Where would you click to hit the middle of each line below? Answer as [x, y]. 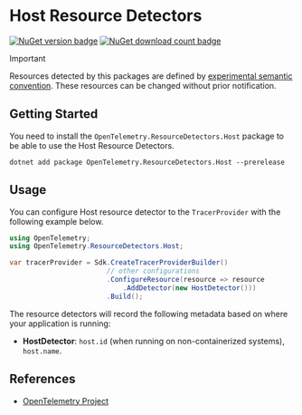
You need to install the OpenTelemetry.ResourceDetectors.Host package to [147, 136]
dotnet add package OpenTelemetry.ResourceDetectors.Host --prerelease [147, 162]
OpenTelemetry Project [66, 401]
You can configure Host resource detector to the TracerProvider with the [145, 212]
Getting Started [54, 114]
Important [28, 58]
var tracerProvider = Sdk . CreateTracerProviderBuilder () [119, 263]
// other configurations [153, 271]
